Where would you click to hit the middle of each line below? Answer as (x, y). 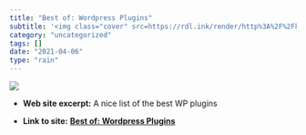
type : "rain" (34, 60)
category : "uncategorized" (61, 35)
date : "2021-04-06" (46, 52)
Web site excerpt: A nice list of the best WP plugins (120, 103)
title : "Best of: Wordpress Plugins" (81, 18)
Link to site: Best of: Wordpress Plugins (99, 121)
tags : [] (26, 43)
